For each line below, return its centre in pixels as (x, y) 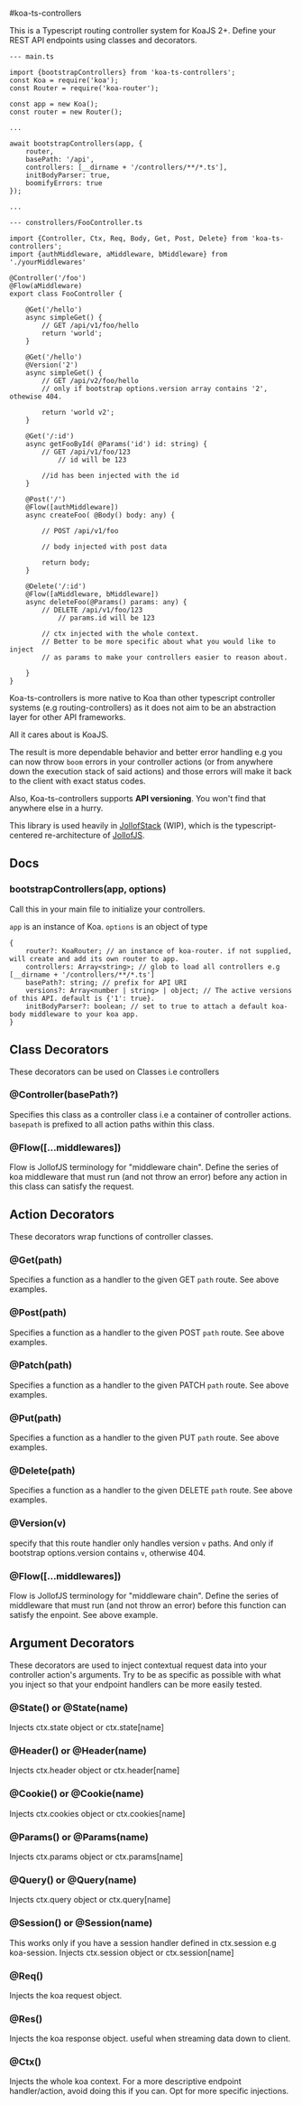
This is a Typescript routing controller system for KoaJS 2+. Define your (143, 30)
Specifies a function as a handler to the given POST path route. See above (147, 1333)
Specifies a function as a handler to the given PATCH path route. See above (149, 1385)
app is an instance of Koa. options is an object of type (109, 926)
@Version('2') (52, 365)
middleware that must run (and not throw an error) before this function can (148, 1605)
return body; (66, 563)
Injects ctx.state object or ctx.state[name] (87, 1727)
